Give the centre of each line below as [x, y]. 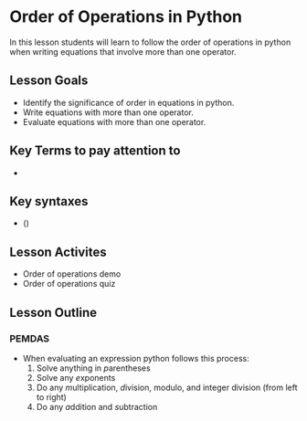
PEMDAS [30, 338]
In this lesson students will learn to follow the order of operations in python [150, 42]
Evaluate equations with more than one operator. [114, 121]
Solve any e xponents [76, 377]
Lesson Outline [53, 312]
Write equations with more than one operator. [108, 112]
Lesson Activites [58, 252]
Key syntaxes [49, 201]
